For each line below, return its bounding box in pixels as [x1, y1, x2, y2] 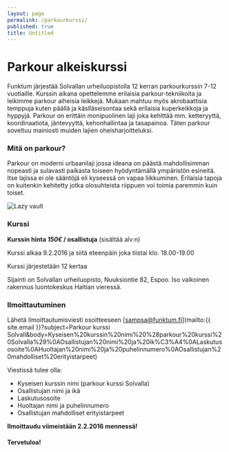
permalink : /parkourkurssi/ [7, 17, 88, 24]
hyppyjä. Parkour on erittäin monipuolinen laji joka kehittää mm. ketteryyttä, [7, 111, 221, 120]
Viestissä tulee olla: [7, 366, 62, 374]
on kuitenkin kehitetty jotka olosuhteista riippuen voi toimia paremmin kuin [7, 181, 218, 190]
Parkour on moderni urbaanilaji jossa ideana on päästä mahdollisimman [7, 159, 210, 168]
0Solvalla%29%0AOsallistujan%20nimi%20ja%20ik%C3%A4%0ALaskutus [7, 338, 223, 346]
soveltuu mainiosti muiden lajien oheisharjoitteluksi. [7, 126, 153, 135]
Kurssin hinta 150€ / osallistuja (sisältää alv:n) [7, 235, 141, 243]
